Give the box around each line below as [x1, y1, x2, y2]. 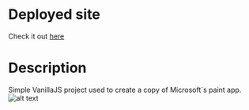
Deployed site [8, 5, 101, 24]
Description [8, 59, 87, 77]
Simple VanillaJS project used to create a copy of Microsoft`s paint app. [8, 85, 242, 94]
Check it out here [8, 31, 65, 41]
